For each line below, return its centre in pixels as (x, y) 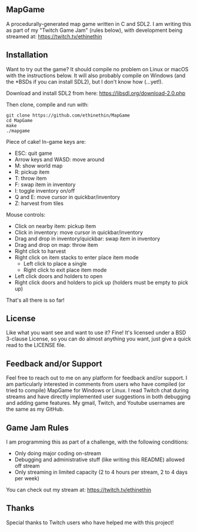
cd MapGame (19, 120)
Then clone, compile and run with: (48, 104)
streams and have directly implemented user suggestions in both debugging (98, 396)
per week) (27, 478)
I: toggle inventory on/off (45, 190)
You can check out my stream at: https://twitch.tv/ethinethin (79, 490)
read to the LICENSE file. (36, 345)
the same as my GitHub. (35, 409)
